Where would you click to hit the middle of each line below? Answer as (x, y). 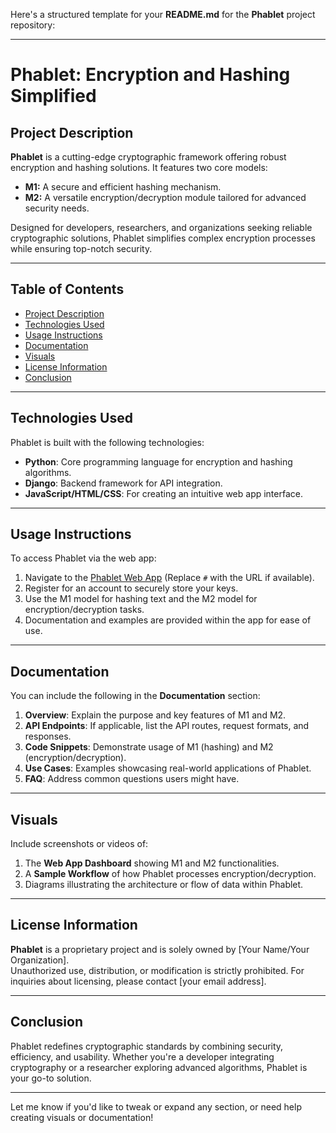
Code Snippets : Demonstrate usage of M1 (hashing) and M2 (149, 747)
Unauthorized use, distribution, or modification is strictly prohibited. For (157, 970)
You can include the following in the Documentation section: (135, 696)
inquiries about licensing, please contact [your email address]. (138, 981)
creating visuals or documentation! (82, 1117)
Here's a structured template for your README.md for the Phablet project (163, 14)
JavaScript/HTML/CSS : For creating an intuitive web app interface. (163, 493)
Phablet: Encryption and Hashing (150, 75)
